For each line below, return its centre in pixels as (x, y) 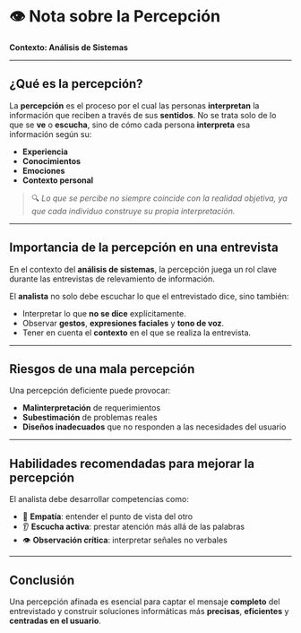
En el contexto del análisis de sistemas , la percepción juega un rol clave (143, 269)
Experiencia (45, 152)
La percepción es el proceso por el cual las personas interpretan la (134, 105)
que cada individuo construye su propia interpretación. (133, 211)
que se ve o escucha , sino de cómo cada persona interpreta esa (130, 125)
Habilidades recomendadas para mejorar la (132, 463)
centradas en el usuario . (55, 620)
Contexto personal (58, 180)
